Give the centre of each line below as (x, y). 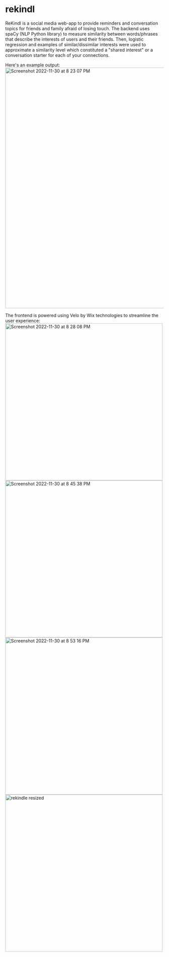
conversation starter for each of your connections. (57, 55)
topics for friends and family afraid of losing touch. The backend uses (77, 28)
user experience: (23, 321)
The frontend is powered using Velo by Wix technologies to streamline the (82, 315)
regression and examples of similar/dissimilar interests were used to (76, 44)
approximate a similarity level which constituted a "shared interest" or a (79, 50)
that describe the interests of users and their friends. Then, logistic (74, 39)
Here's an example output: (33, 65)
